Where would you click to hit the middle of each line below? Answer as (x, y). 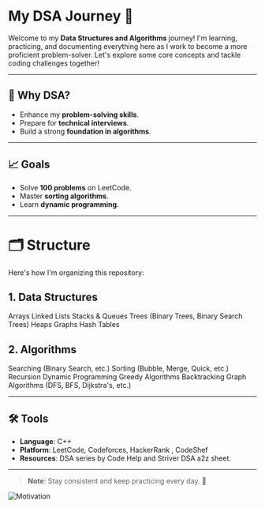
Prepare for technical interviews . (74, 122)
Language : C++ (46, 441)
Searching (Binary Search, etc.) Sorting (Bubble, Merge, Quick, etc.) (119, 369)
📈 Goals (29, 165)
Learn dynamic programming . (69, 204)
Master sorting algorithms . (64, 196)
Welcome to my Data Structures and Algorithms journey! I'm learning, (123, 38)
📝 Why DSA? (39, 95)
